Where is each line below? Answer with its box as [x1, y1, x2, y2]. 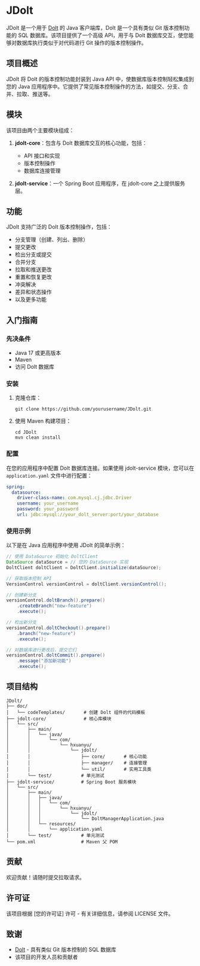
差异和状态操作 [14, 288, 52, 296]
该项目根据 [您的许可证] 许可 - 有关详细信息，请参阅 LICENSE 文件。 [6, 910, 174, 917]
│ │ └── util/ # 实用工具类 [6, 766, 152, 772]
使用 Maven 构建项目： [14, 417, 72, 425]
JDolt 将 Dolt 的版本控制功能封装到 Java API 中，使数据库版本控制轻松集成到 [6, 75, 194, 83]
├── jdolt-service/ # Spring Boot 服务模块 [6, 779, 137, 785]
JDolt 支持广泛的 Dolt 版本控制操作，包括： [6, 223, 112, 230]
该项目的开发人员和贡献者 [14, 953, 78, 961]
